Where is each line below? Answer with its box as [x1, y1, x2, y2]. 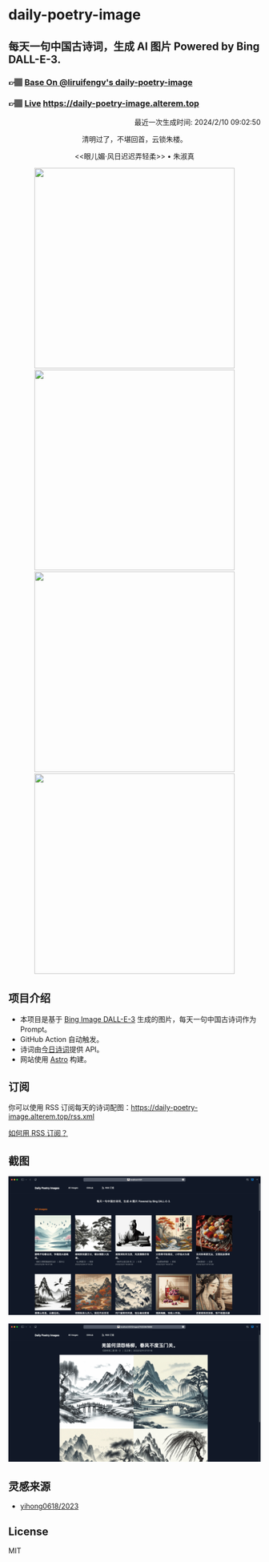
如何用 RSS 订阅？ [8, 1128, 68, 1138]
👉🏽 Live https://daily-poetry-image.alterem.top [8, 98, 199, 109]
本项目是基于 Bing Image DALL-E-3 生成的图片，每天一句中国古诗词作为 [19, 1014, 257, 1023]
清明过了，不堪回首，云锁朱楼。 [82, 134, 187, 143]
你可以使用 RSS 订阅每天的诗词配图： [8, 1103, 131, 1112]
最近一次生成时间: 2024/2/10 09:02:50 [134, 117, 261, 127]
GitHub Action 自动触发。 [19, 1034, 104, 1043]
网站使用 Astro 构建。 [19, 1054, 91, 1064]
